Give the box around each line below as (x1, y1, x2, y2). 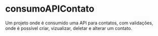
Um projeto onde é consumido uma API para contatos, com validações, (5, 20, 153, 26)
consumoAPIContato (5, 3, 94, 15)
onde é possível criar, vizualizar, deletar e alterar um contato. (5, 25, 132, 31)
